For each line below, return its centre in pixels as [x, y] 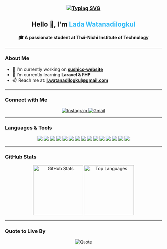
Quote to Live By [25, 231]
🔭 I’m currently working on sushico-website [58, 69]
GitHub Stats [21, 157]
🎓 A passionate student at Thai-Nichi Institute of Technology [83, 37]
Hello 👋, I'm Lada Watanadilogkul [83, 25]
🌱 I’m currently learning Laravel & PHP [51, 74]
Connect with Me [26, 100]
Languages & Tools [29, 128]
